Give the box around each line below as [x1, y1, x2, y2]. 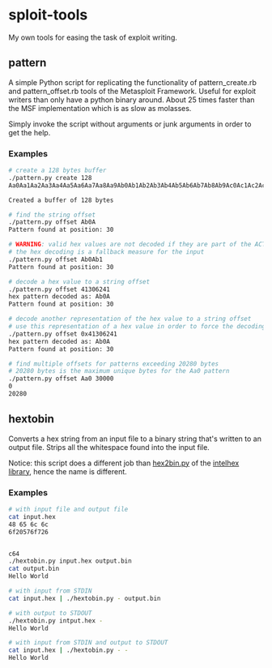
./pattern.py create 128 [8, 173, 92, 182]
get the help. [8, 127, 51, 137]
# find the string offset [8, 211, 96, 219]
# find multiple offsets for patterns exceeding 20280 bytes [8, 359, 219, 368]
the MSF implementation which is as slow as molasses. [8, 103, 192, 113]
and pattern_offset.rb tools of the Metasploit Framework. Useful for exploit [8, 86, 257, 96]
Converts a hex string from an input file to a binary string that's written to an [8, 434, 261, 443]
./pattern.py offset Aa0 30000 [8, 375, 114, 383]
